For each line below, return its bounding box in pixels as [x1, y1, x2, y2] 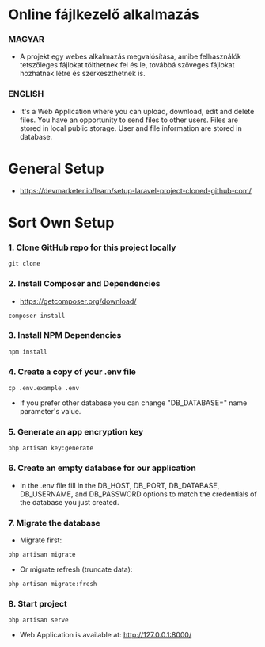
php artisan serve [8, 616, 69, 624]
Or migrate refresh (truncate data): [19, 565, 133, 574]
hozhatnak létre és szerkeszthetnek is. [19, 69, 146, 78]
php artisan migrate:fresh [8, 580, 97, 588]
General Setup [8, 159, 104, 178]
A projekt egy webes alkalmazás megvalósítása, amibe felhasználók [19, 52, 241, 61]
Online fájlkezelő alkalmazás [8, 6, 199, 24]
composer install [8, 312, 66, 320]
